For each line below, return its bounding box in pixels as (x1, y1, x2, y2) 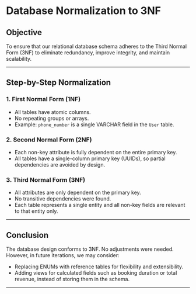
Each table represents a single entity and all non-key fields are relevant (14, 202, 185, 209)
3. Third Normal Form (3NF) (6, 175, 86, 184)
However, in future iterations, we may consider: (6, 252, 120, 259)
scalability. (6, 56, 32, 62)
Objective (6, 27, 43, 37)
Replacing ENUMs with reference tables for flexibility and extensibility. (14, 263, 184, 270)
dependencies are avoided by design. (14, 161, 106, 168)
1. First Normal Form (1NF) (6, 95, 80, 103)
